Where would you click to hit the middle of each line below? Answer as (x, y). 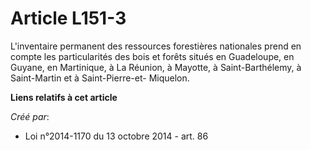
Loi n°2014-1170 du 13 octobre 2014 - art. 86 (116, 136)
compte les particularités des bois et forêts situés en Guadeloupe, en (152, 56)
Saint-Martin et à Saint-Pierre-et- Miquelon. (100, 78)
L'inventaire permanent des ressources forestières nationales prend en (156, 46)
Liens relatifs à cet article (64, 97)
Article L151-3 (68, 18)
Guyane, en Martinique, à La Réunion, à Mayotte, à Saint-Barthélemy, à (156, 67)
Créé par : (30, 116)
